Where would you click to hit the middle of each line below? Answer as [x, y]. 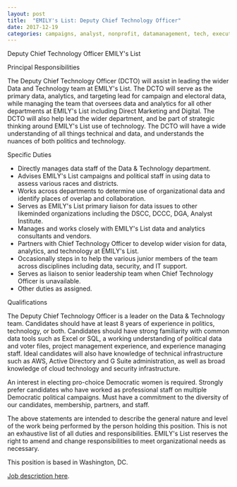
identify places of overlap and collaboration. [81, 199]
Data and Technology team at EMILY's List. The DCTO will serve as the [110, 88]
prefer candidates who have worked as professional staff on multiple [107, 390]
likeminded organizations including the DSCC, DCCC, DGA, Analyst [115, 213]
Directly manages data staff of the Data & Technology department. [114, 169]
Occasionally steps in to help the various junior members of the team [117, 259]
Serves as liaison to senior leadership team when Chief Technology [115, 274]
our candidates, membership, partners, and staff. [79, 405]
